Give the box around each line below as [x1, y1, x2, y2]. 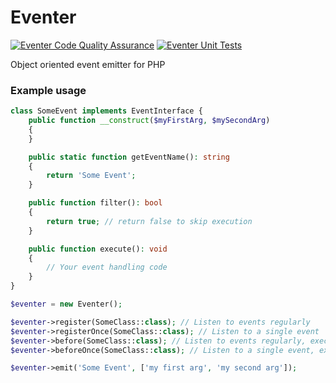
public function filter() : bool [28, 198, 163, 208]
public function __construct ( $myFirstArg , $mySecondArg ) [28, 116, 271, 126]
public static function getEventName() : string [28, 152, 230, 162]
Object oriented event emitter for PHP [10, 58, 166, 70]
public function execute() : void [28, 244, 168, 254]
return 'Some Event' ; [46, 171, 137, 181]
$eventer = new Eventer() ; [10, 299, 123, 310]
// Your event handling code [46, 262, 168, 273]
